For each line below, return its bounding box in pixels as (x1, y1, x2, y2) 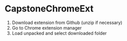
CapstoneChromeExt (4, 3, 93, 14)
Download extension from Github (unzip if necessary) (11, 19, 122, 25)
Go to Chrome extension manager (11, 24, 82, 30)
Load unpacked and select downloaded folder (11, 30, 107, 36)
